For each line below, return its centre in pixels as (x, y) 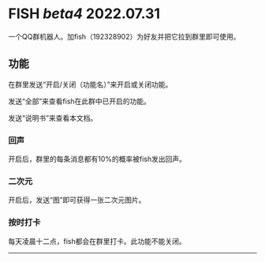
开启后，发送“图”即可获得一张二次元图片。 (77, 200)
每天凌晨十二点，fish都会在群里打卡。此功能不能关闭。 (97, 241)
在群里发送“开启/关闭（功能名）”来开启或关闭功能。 (90, 84)
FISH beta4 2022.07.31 (84, 14)
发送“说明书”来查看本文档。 (53, 118)
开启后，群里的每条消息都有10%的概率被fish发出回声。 (97, 159)
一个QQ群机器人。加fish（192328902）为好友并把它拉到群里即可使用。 (124, 36)
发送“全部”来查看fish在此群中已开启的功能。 (80, 101)
